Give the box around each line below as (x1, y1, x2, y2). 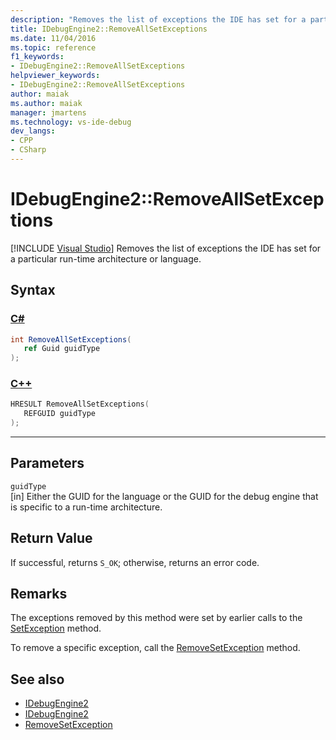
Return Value (10, 530, 93, 547)
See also (10, 671, 65, 688)
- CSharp (10, 145, 47, 155)
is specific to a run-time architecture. (10, 501, 163, 513)
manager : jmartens (10, 107, 87, 118)
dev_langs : (10, 126, 56, 136)
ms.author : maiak (10, 98, 83, 108)
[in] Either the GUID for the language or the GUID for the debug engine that (10, 490, 319, 502)
